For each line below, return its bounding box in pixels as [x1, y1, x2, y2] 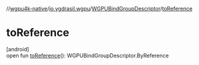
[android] [6, 45, 29, 52]
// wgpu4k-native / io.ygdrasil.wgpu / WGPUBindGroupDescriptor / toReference [6, 5, 193, 12]
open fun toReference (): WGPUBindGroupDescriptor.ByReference [6, 52, 170, 59]
